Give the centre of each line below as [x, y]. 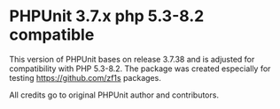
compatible [52, 35]
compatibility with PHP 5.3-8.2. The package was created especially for [140, 69]
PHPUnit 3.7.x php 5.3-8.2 [107, 16]
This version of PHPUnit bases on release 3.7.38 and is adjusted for [132, 59]
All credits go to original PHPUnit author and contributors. [114, 95]
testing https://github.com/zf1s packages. [85, 77]
